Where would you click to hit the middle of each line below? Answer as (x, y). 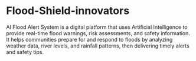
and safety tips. (25, 52)
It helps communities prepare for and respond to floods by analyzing (89, 39)
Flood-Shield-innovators (68, 11)
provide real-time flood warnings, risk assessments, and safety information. (98, 33)
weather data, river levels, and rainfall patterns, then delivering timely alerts (98, 46)
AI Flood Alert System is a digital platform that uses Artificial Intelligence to (97, 27)
